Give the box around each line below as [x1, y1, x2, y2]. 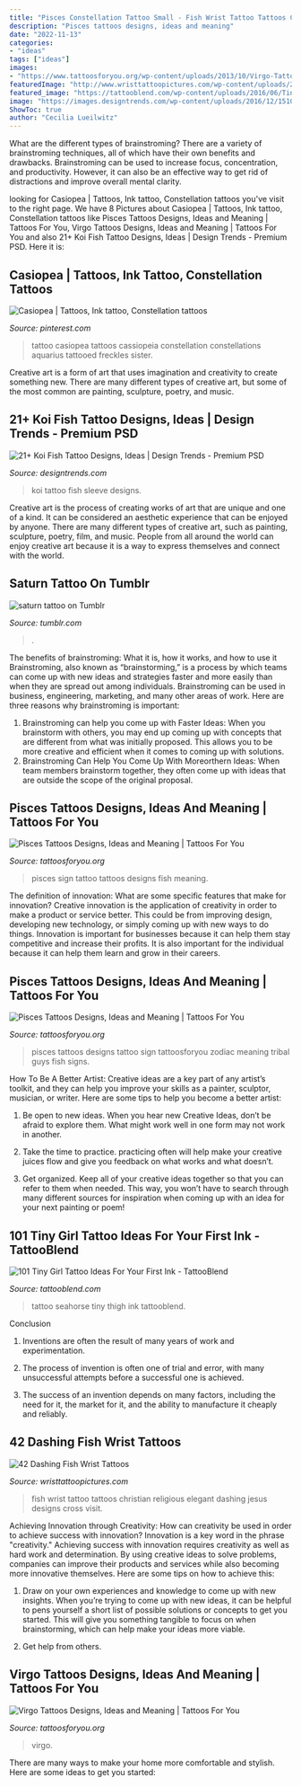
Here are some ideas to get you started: [9, 1766, 157, 1777]
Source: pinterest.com [9, 323, 91, 333]
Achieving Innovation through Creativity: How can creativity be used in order [9, 1520, 292, 1531]
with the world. [9, 550, 64, 561]
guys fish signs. [30, 1057, 90, 1067]
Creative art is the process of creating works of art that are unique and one [9, 502, 287, 513]
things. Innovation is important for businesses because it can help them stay [9, 929, 291, 940]
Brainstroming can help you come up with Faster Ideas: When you [21, 717, 266, 728]
